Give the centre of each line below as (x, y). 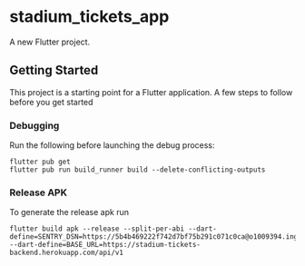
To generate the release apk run (69, 212)
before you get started (51, 102)
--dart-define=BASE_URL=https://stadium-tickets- (105, 245)
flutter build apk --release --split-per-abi (97, 229)
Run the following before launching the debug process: (112, 145)
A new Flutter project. (50, 42)
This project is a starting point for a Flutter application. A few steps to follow (151, 92)
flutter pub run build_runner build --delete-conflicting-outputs (138, 170)
